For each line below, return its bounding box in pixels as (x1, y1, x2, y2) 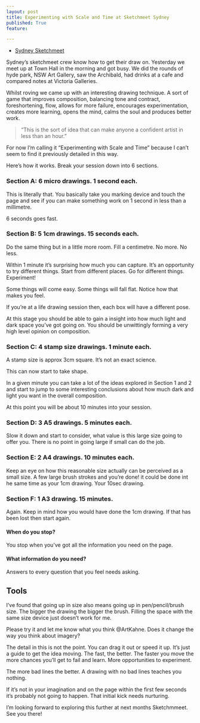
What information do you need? (6, 555, 87, 562)
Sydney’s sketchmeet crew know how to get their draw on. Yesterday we (6, 59, 185, 66)
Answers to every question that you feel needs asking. (6, 568, 140, 575)
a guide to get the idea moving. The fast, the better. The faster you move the (6, 650, 194, 657)
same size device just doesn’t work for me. (6, 614, 112, 621)
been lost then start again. (6, 514, 70, 522)
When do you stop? (6, 528, 56, 535)
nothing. (6, 675, 27, 682)
